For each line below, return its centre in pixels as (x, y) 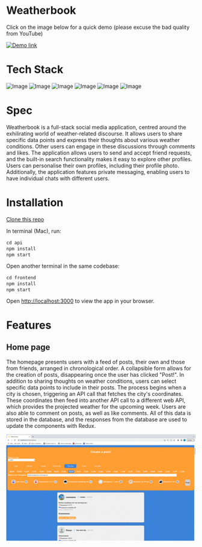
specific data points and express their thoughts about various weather (93, 140)
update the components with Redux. (51, 425)
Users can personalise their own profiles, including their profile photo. (93, 165)
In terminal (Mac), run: (34, 231)
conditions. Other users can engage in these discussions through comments (101, 146)
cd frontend (21, 277)
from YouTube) (25, 33)
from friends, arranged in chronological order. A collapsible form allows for (99, 368)
